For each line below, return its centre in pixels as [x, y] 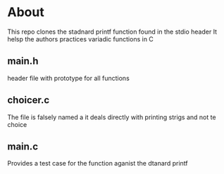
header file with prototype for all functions [69, 78]
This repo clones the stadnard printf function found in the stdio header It [112, 32]
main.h [23, 61]
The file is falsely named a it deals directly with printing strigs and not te [112, 117]
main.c [23, 146]
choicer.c [29, 100]
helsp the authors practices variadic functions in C [80, 39]
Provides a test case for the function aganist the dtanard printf [98, 163]
